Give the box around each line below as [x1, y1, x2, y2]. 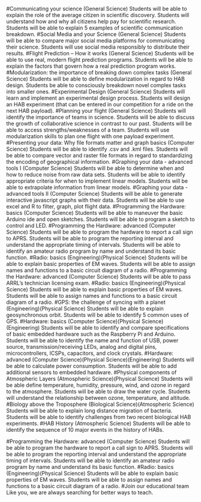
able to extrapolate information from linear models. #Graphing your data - [6, 184, 188, 191]
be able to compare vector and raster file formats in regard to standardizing [6, 152, 193, 159]
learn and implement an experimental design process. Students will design [6, 94, 191, 101]
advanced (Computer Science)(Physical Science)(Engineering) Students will [6, 356, 194, 363]
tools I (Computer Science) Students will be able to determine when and [6, 165, 184, 172]
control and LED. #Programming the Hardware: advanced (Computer [6, 222, 176, 229]
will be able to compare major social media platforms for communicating [6, 37, 185, 44]
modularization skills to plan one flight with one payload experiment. [6, 133, 175, 140]
